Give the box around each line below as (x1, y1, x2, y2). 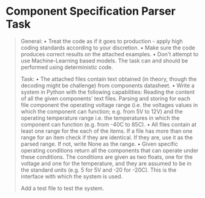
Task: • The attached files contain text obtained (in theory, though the (20, 75, 197, 82)
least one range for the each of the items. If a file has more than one (20, 127, 193, 134)
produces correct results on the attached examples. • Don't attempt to (20, 50, 199, 57)
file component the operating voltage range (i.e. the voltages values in (20, 101, 198, 108)
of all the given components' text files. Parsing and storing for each (20, 95, 191, 102)
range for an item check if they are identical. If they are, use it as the (20, 133, 193, 141)
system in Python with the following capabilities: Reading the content (20, 88, 195, 95)
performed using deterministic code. (20, 63, 114, 71)
